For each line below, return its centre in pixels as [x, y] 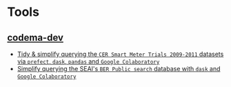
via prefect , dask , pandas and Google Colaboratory [88, 61]
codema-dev [36, 38]
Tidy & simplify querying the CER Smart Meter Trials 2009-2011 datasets [120, 54]
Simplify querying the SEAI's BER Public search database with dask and [119, 69]
